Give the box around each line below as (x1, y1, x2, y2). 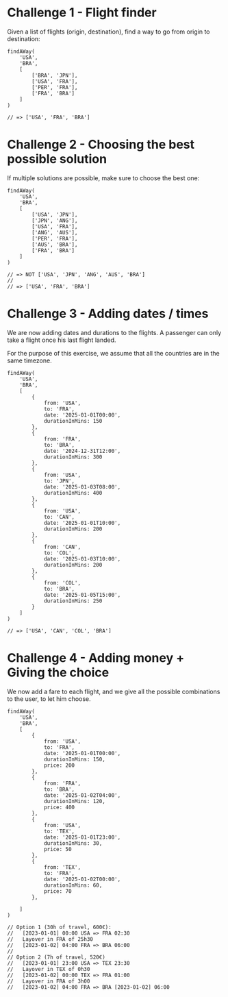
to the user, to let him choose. (7, 694, 91, 703)
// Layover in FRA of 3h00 (7, 978, 90, 985)
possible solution (7, 151, 107, 167)
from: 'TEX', (43, 863, 81, 871)
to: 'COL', (43, 550, 75, 556)
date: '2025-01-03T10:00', (43, 555, 121, 563)
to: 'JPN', (43, 478, 75, 484)
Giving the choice (7, 665, 110, 680)
